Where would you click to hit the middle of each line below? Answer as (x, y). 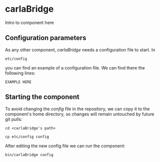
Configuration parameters (46, 38)
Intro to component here (30, 23)
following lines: (20, 73)
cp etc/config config (27, 137)
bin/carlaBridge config (29, 155)
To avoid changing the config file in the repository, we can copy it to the (78, 109)
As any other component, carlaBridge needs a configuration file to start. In (80, 49)
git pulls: (14, 119)
